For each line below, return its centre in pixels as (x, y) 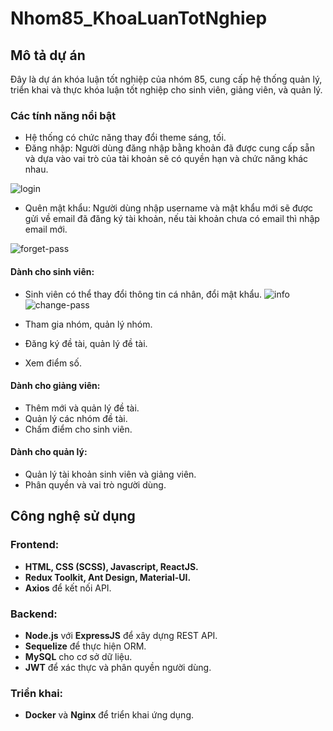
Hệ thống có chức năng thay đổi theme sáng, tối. (125, 138)
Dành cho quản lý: (49, 452)
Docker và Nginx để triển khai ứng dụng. (109, 715)
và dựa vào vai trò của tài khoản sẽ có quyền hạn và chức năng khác (166, 159)
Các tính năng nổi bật (63, 115)
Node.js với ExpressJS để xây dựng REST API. (121, 635)
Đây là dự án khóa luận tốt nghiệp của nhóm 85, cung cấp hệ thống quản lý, (166, 79)
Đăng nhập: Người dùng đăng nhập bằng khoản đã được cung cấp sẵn (169, 148)
